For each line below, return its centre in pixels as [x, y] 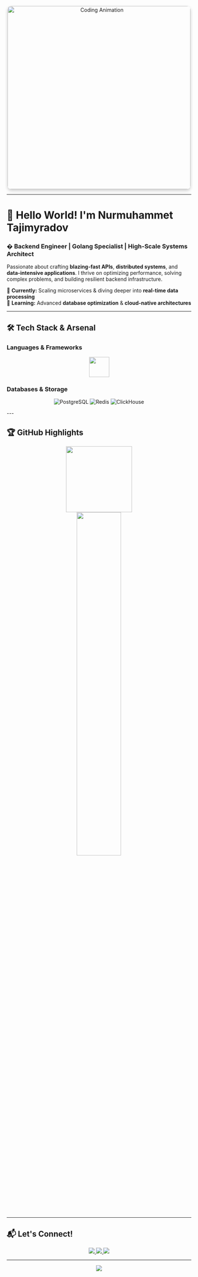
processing [21, 297]
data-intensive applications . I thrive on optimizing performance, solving [94, 273]
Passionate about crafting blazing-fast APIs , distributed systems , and [92, 267]
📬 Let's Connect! [40, 1234]
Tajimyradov [38, 228]
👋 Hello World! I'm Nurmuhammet [90, 215]
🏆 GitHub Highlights [45, 432]
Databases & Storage [37, 389]
